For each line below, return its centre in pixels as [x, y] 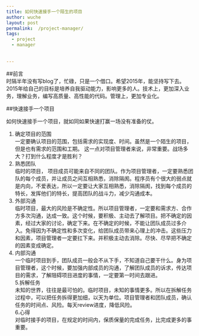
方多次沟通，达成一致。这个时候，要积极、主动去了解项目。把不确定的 [101, 215]
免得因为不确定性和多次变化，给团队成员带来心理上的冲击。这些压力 [108, 230]
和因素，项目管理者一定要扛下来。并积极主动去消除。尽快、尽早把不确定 [103, 238]
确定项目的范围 [33, 134]
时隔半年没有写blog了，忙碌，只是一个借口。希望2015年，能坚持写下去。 [96, 81]
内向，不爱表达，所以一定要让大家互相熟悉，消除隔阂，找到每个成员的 [106, 186]
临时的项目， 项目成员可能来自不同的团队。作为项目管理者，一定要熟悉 [101, 171]
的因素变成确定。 [36, 245]
